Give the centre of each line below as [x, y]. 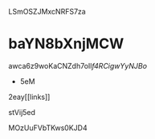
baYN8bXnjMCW [66, 44]
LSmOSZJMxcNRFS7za [47, 12]
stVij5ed [22, 112]
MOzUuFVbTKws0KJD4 [48, 128]
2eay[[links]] [29, 97]
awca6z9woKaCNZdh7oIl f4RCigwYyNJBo [77, 66]
